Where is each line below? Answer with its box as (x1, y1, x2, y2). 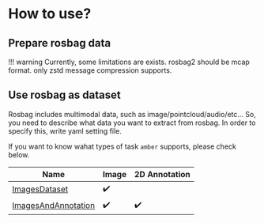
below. (8, 149, 30, 159)
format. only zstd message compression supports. (8, 66, 172, 75)
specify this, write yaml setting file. (8, 126, 123, 135)
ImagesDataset (12, 183, 69, 195)
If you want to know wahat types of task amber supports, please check (8, 142, 237, 151)
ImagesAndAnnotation (12, 200, 96, 211)
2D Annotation (134, 168, 191, 180)
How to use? (8, 5, 92, 23)
